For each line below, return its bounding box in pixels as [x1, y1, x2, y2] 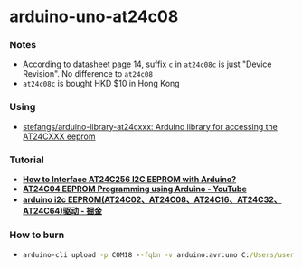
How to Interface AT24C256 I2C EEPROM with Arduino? [22, 174, 237, 185]
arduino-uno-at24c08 [9, 6, 179, 27]
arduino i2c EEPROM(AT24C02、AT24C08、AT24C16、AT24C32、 [22, 194, 282, 205]
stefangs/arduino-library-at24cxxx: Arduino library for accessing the [22, 121, 278, 132]
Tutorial [9, 153, 44, 166]
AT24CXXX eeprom [22, 131, 96, 142]
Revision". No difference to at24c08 [22, 69, 154, 79]
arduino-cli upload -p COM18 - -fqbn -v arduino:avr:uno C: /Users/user [22, 251, 295, 260]
